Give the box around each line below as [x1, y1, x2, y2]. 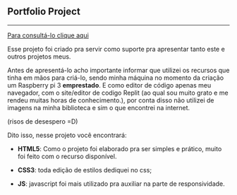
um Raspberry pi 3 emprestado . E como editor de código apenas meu [7, 81, 212, 89]
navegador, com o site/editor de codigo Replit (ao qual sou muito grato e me [7, 88, 229, 97]
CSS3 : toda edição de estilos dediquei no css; [17, 165, 152, 174]
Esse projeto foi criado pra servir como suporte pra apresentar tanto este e [7, 45, 226, 53]
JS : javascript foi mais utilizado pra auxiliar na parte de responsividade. [17, 179, 226, 188]
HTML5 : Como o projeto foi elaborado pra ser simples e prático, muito [17, 144, 222, 153]
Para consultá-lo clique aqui [7, 31, 90, 40]
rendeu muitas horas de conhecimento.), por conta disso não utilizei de [7, 95, 214, 105]
